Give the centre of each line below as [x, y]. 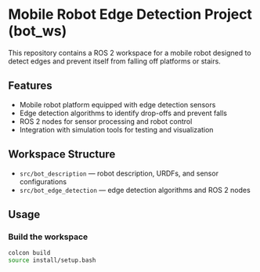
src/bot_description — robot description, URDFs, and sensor [119, 173]
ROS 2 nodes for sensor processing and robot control [106, 121]
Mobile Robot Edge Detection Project [130, 15]
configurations [43, 181]
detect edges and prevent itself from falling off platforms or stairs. [114, 61]
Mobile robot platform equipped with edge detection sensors [117, 104]
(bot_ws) [38, 31]
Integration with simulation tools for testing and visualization [116, 129]
